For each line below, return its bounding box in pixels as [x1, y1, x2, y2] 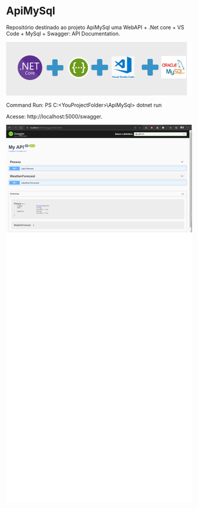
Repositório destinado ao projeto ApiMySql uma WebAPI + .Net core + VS [6, 24, 184, 31]
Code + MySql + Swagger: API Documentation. [6, 30, 120, 37]
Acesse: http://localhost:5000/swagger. [6, 113, 103, 120]
